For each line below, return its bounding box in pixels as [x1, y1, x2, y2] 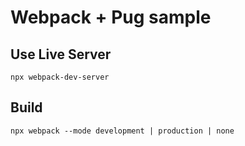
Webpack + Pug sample [10, 6, 212, 29]
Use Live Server [10, 46, 112, 63]
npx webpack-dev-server [10, 72, 110, 82]
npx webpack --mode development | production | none [10, 126, 235, 136]
